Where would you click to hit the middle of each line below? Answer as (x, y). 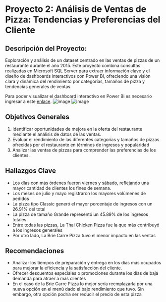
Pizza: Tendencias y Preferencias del (83, 20)
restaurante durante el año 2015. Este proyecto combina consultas (73, 66)
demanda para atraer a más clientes (49, 279)
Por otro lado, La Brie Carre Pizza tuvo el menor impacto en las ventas (84, 235)
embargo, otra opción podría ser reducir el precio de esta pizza (77, 294)
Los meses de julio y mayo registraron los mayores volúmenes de (79, 193)
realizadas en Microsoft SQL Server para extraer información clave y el (78, 71)
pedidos (21, 199)
